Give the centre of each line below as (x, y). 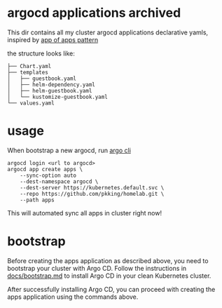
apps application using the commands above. (73, 297)
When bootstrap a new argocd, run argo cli (69, 150)
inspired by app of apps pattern (53, 39)
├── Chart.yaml (29, 66)
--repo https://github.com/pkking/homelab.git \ (92, 194)
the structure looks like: (41, 53)
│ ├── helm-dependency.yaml (51, 85)
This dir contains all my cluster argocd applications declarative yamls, (108, 32)
